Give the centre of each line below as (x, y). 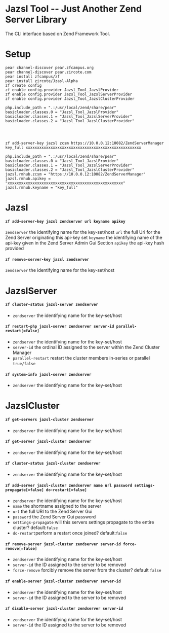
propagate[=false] (25, 490)
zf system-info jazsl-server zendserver (49, 374)
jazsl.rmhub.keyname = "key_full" (42, 187)
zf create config (24, 85)
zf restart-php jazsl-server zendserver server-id (60, 327)
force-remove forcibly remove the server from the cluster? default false (87, 570)
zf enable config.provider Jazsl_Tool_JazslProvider (62, 90)
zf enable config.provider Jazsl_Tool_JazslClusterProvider (70, 99)
